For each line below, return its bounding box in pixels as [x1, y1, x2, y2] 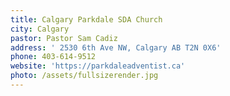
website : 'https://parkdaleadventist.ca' [10, 61, 186, 71]
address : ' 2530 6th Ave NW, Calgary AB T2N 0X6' [10, 42, 222, 53]
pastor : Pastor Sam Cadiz [10, 33, 118, 43]
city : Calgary [10, 24, 70, 34]
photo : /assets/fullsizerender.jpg [10, 71, 159, 81]
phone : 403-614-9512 [10, 52, 97, 62]
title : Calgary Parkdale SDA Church [10, 14, 163, 25]
